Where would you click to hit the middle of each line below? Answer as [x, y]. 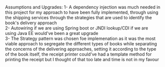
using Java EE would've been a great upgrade [52, 33]
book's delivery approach [31, 23]
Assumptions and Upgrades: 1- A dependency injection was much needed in [83, 7]
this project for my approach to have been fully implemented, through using [82, 12]
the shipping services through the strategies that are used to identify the [79, 17]
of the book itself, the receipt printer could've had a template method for [78, 54]
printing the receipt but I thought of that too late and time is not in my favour [82, 59]
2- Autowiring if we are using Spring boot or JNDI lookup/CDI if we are [77, 28]
